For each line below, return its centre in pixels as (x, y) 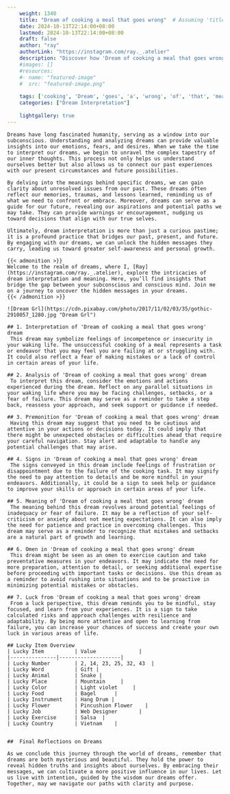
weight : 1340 (38, 13)
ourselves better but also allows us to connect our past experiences (110, 165)
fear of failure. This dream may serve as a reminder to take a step (108, 399)
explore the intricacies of (166, 273)
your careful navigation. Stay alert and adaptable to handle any (104, 441)
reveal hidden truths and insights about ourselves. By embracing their (113, 765)
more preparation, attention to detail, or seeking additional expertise (115, 567)
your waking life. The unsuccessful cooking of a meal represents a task (115, 345)
